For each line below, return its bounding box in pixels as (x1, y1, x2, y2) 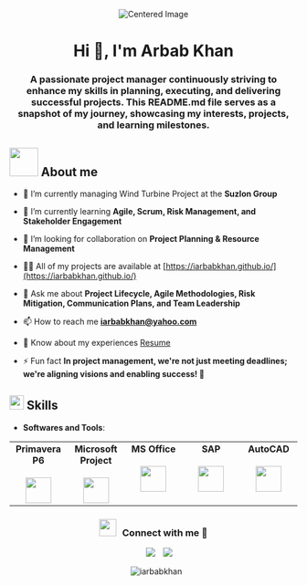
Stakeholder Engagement (22, 215, 122, 226)
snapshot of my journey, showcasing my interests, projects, (17, 108, 290, 120)
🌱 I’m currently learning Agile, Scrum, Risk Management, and (22, 205, 257, 216)
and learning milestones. (97, 119, 210, 131)
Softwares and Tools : (22, 422, 105, 433)
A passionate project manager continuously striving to (29, 73, 278, 86)
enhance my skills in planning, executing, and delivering (26, 85, 281, 98)
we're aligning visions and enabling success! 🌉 (22, 368, 206, 379)
